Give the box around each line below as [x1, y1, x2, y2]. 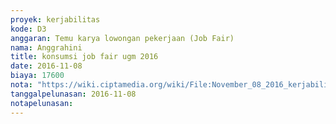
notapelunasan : [10, 98, 74, 108]
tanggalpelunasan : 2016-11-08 [10, 89, 137, 99]
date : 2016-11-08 [10, 61, 83, 71]
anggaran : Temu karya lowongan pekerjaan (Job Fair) [10, 33, 235, 43]
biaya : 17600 [10, 71, 65, 81]
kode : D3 [10, 24, 47, 34]
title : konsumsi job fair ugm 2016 [10, 52, 159, 62]
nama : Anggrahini [10, 42, 83, 53]
